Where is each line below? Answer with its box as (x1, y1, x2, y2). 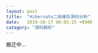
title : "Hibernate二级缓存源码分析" (6, 14, 91, 20)
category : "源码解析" (6, 24, 55, 31)
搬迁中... (6, 41, 26, 48)
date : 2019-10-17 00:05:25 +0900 (6, 19, 93, 25)
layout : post (6, 8, 38, 14)
